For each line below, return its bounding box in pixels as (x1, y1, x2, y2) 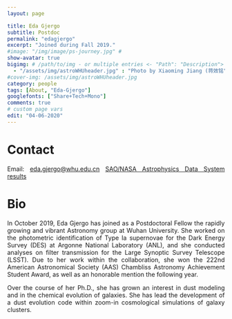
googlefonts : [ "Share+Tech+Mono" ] (7, 93, 107, 100)
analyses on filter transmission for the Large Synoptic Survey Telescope (7, 248, 225, 256)
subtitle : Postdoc (7, 29, 60, 36)
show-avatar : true (7, 54, 60, 62)
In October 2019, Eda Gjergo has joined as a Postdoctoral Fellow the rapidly (7, 218, 225, 227)
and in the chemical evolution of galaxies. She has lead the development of (7, 291, 225, 299)
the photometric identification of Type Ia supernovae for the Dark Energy (7, 234, 225, 242)
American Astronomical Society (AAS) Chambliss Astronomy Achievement (7, 263, 225, 271)
